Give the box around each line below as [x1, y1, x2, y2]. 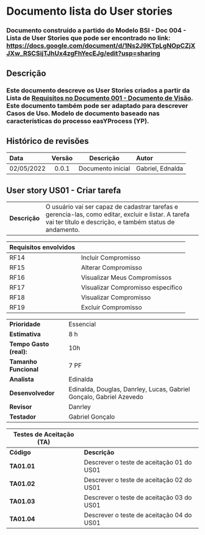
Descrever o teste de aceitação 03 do [84, 493, 192, 502]
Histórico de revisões [6, 136, 90, 146]
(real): [9, 348, 27, 356]
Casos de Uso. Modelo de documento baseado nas [6, 109, 160, 118]
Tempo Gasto [9, 340, 49, 348]
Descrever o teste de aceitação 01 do [84, 458, 192, 466]
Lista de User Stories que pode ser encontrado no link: [6, 34, 171, 42]
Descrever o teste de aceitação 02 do [84, 476, 192, 484]
